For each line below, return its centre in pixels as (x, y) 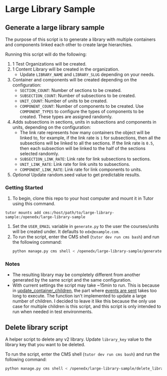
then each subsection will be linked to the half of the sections (83, 148)
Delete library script (37, 327)
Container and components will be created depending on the (75, 80)
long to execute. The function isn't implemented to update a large (79, 296)
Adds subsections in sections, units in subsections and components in (84, 122)
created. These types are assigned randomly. (66, 117)
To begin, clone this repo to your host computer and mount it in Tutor (83, 198)
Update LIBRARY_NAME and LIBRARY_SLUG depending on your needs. (87, 75)
